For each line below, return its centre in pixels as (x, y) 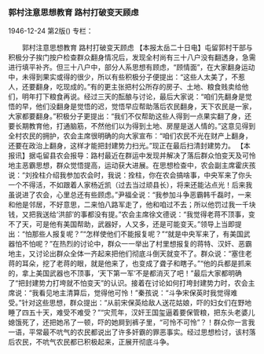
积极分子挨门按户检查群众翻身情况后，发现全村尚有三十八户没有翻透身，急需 (132, 57)
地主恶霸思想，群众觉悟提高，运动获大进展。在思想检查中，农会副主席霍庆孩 (132, 166)
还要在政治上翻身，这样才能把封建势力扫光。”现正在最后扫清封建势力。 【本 (130, 146)
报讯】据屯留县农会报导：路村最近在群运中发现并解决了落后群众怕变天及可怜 (132, 155)
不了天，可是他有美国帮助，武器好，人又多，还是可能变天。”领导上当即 (122, 224)
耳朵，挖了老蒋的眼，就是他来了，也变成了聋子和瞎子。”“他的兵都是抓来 (137, 264)
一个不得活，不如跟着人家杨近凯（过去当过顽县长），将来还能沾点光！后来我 (130, 185)
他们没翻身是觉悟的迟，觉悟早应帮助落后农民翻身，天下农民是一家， (145, 107)
